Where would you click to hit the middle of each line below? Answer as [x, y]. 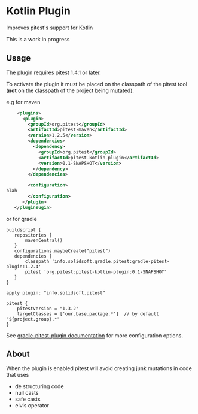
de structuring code [39, 386]
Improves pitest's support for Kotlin [50, 28]
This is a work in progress [38, 39]
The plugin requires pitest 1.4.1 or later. [54, 72]
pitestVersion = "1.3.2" [48, 309]
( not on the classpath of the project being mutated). [70, 90]
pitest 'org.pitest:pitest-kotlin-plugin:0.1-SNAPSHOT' [96, 272]
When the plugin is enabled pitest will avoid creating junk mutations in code [99, 368]
